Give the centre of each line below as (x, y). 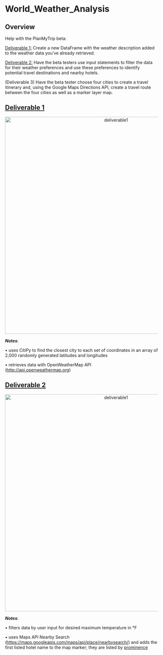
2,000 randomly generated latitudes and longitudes (56, 355)
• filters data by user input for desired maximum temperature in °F (71, 627)
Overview (20, 27)
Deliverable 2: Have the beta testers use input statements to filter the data (79, 62)
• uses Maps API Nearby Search (37, 637)
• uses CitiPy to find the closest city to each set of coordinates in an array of (81, 350)
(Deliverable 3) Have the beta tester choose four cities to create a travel (77, 82)
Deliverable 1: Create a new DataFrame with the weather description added (80, 48)
